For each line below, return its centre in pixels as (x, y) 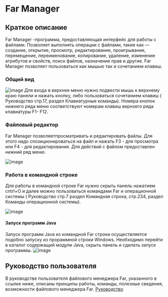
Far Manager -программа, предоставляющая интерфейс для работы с (81, 39)
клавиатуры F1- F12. (27, 112)
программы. (18, 251)
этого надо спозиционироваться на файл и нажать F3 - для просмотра (82, 141)
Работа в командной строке (42, 174)
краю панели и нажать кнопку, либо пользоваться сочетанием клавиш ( (83, 96)
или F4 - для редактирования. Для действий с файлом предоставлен (80, 146)
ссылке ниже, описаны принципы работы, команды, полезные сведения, (84, 283)
